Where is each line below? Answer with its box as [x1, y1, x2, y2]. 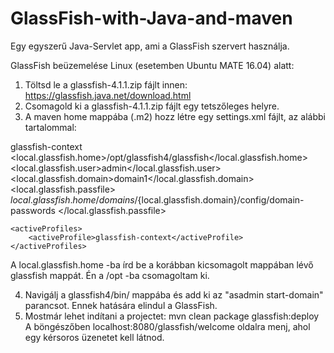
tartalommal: [24, 121, 77, 133]
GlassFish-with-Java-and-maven [10, 7, 293, 30]
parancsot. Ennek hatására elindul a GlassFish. [24, 299, 218, 311]
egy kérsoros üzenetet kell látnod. [24, 331, 165, 343]
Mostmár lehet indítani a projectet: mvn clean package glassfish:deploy [24, 310, 320, 322]
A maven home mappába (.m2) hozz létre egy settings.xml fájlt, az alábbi [24, 110, 326, 122]
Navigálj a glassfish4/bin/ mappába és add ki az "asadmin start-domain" [24, 288, 324, 301]
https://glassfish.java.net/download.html [24, 89, 192, 101]
